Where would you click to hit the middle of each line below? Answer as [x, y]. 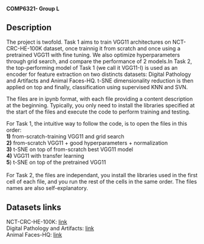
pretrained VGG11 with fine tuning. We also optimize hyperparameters [93, 55]
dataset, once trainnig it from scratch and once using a [112, 49]
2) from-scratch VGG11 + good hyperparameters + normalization [87, 143]
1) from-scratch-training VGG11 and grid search [65, 137]
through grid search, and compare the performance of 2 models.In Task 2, [99, 61]
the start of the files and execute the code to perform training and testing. [98, 112]
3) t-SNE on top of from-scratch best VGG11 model [70, 149]
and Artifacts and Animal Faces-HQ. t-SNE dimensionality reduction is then [100, 81]
